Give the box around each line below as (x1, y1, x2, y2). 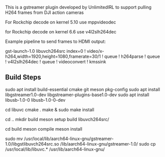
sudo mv (5, 136, 23, 142)
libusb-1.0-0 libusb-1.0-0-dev (5, 97, 66, 103)
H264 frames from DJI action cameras (5, 9, 84, 15)
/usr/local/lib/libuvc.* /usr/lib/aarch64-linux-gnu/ (5, 146, 105, 152)
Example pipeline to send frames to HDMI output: (5, 38, 106, 44)
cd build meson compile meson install (5, 126, 82, 132)
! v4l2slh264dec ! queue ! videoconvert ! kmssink (5, 59, 106, 64)
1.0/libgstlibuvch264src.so (5, 141, 60, 147)
